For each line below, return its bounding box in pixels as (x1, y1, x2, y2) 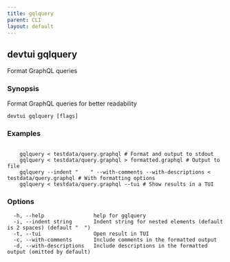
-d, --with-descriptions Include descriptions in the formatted (13, 243, 208, 250)
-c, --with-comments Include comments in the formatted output (13, 236, 217, 243)
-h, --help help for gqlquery (13, 212, 147, 219)
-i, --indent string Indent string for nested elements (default (13, 219, 224, 225)
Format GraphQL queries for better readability (7, 99, 138, 108)
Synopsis (7, 84, 39, 94)
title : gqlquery (7, 10, 54, 17)
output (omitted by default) (7, 249, 91, 256)
